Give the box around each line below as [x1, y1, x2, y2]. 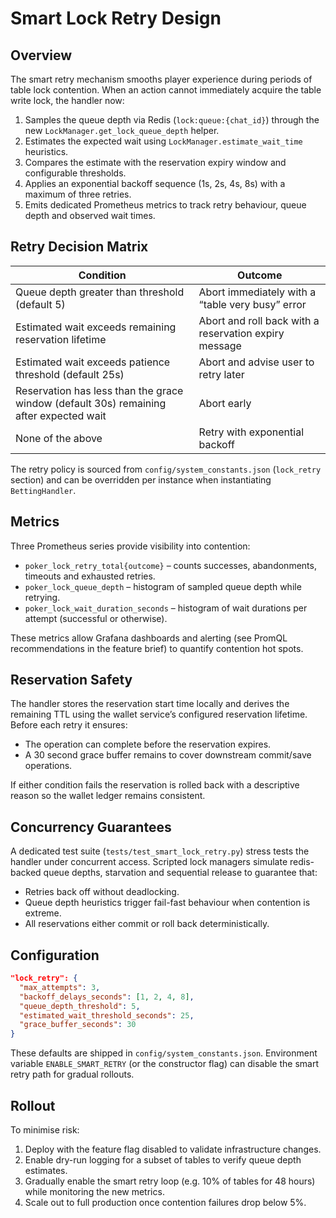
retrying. [24, 591, 61, 603]
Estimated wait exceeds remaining [15, 320, 177, 334]
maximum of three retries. [24, 188, 132, 200]
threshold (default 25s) [15, 367, 125, 381]
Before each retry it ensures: [10, 719, 128, 731]
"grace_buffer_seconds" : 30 [19, 1020, 137, 1030]
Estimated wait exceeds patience [15, 355, 171, 369]
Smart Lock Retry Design [10, 7, 222, 30]
